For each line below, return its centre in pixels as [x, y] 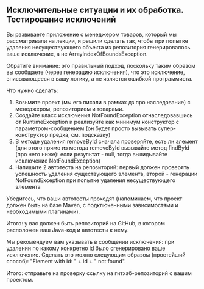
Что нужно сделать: [32, 90]
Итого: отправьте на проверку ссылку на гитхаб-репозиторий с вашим [99, 273]
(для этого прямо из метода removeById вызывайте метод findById [102, 148]
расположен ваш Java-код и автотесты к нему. [68, 230]
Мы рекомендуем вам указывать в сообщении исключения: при [90, 241]
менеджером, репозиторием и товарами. [69, 109]
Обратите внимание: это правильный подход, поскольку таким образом [101, 65]
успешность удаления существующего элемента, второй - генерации [106, 174]
